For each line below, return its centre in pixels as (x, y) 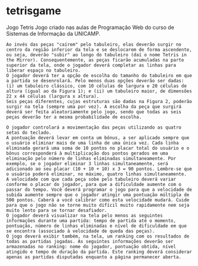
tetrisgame (33, 11)
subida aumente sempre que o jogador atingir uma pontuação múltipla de (98, 195)
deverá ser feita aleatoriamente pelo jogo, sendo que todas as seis (94, 112)
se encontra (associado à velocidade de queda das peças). (81, 231)
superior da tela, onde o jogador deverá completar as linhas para (91, 65)
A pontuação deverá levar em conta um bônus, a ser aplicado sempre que (98, 137)
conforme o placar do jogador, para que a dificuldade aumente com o (94, 184)
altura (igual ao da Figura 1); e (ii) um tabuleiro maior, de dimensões (99, 91)
